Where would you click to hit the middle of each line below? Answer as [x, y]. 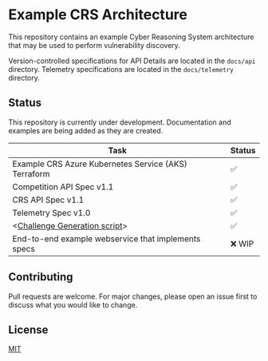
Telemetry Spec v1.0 [51, 212]
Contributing [41, 277]
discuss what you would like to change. [73, 304]
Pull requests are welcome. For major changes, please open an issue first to [133, 296]
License [28, 329]
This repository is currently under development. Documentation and [120, 122]
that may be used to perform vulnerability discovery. [95, 45]
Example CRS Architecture [98, 15]
